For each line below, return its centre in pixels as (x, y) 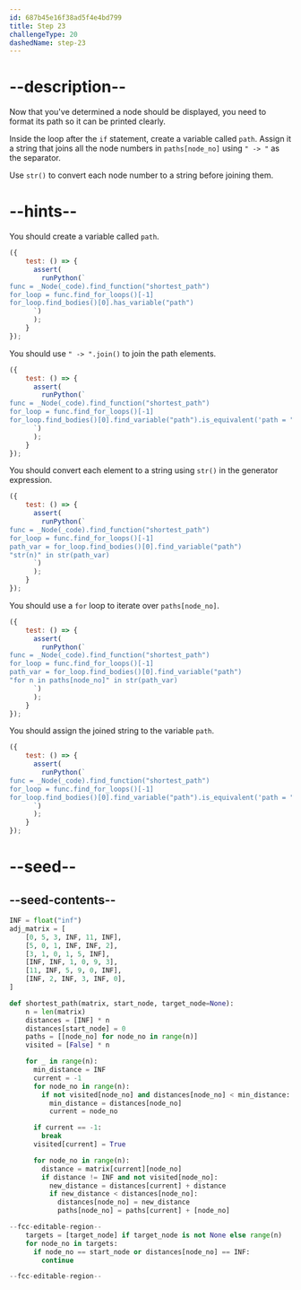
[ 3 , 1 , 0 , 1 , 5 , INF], (68, 954)
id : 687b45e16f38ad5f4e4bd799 (66, 18)
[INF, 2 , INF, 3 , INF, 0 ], (76, 979)
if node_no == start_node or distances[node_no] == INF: (142, 1252)
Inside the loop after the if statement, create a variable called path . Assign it (150, 139)
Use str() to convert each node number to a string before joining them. (142, 175)
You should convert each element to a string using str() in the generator (144, 470)
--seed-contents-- (63, 900)
